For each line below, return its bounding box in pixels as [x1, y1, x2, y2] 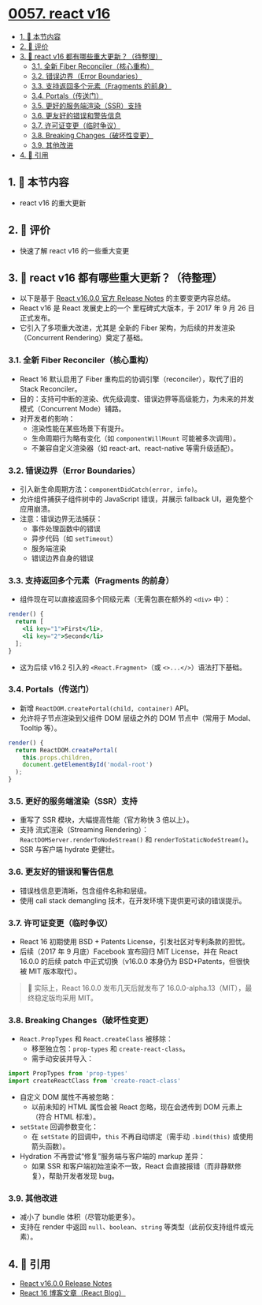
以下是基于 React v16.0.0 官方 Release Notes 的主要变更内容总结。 [19, 294, 235, 303]
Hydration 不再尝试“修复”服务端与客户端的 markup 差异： [19, 1152, 206, 1161]
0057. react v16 [8, 5, 111, 23]
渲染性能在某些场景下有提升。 [31, 423, 128, 433]
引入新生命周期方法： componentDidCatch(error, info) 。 [19, 484, 202, 493]
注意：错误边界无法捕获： [19, 514, 103, 523]
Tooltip [19, 723, 42, 733]
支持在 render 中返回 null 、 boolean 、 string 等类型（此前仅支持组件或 [19, 1222, 247, 1232]
